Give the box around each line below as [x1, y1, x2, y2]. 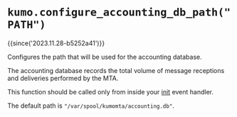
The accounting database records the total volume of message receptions [7, 66, 225, 74]
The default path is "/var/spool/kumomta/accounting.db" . [7, 101, 174, 110]
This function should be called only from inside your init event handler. [7, 87, 214, 96]
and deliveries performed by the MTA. [7, 74, 119, 82]
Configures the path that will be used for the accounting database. [7, 52, 202, 61]
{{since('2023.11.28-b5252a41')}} [7, 38, 105, 48]
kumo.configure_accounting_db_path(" [7, 6, 231, 19]
